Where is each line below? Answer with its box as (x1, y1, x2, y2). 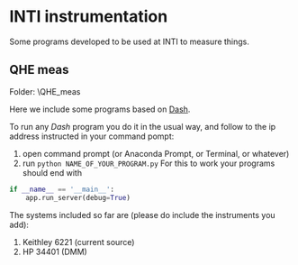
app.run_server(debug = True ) (25, 193, 131, 202)
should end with (22, 167, 83, 178)
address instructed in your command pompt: (9, 131, 175, 142)
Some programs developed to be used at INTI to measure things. (9, 36, 250, 47)
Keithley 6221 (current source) (22, 236, 135, 247)
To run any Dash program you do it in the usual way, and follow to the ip (9, 121, 276, 132)
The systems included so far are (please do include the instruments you (9, 209, 276, 220)
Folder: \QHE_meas (9, 86, 81, 96)
